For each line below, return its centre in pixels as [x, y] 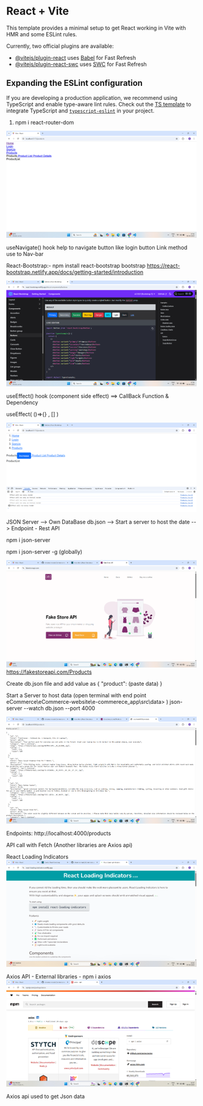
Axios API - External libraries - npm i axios [59, 977]
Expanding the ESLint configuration [75, 83]
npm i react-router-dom [44, 122]
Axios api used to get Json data [46, 1096]
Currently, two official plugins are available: [60, 46]
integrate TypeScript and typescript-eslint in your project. [80, 111]
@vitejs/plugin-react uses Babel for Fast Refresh [76, 57]
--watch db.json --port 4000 [60, 708]
